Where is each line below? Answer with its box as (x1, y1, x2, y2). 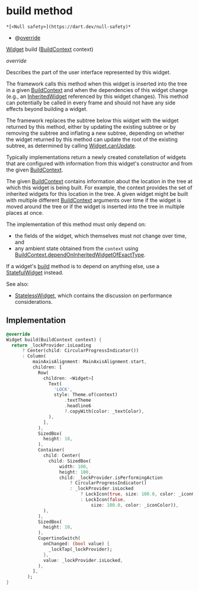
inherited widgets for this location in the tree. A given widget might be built (6, 190, 188, 197)
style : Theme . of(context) (53, 392, 118, 398)
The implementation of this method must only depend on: (6, 221, 146, 228)
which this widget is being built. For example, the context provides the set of (6, 184, 192, 191)
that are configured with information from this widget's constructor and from (6, 160, 193, 167)
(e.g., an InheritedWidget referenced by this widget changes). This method (6, 93, 188, 100)
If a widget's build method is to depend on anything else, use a (6, 262, 160, 269)
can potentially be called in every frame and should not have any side (6, 99, 176, 106)
